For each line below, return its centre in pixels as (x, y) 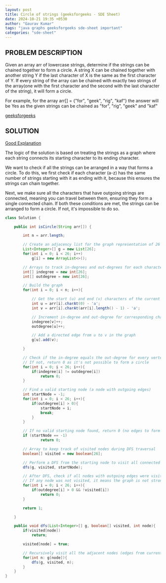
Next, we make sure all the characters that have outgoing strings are (75, 193)
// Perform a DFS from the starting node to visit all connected (92, 463)
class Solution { (23, 218)
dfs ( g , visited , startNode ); (53, 467)
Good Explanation (23, 143)
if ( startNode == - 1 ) (45, 436)
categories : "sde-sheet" (31, 33)
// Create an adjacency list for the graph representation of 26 (92, 245)
